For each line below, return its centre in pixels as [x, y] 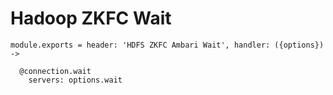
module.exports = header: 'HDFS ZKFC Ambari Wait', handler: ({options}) [167, 45]
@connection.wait [55, 71]
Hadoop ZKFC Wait [91, 18]
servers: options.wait [75, 80]
